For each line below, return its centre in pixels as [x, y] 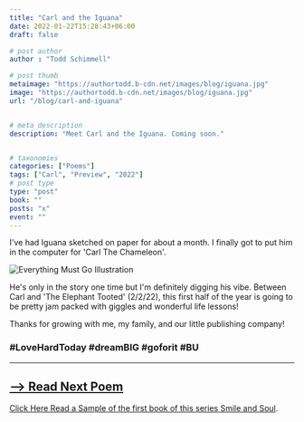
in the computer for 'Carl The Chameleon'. [88, 252]
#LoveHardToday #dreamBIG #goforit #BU [104, 348]
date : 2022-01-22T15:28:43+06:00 [72, 26]
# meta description [46, 125]
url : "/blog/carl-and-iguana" [66, 101]
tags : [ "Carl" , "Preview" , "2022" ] [76, 175]
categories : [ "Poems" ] [52, 167]
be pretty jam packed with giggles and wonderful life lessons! [124, 307]
